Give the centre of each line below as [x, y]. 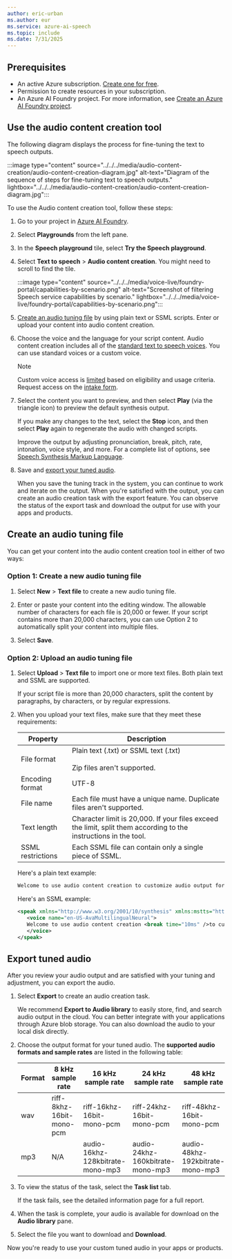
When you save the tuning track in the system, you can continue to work [120, 483]
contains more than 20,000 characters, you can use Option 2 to [107, 619]
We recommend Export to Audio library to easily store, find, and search [119, 1010]
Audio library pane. [45, 1221]
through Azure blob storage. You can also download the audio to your [116, 1024]
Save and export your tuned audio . [66, 470]
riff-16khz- [102, 1107]
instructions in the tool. [109, 836]
